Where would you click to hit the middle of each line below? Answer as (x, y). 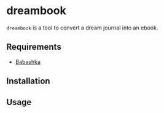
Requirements (34, 47)
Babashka (28, 61)
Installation (28, 81)
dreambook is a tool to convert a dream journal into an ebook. (82, 28)
